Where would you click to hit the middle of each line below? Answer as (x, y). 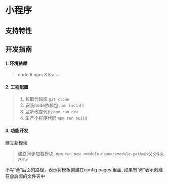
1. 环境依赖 (16, 63)
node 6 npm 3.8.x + (38, 75)
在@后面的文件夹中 (25, 176)
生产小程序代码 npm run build (56, 118)
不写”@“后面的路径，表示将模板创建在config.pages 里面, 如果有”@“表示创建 (84, 169)
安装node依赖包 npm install (55, 105)
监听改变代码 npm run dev (52, 112)
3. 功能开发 (17, 130)
